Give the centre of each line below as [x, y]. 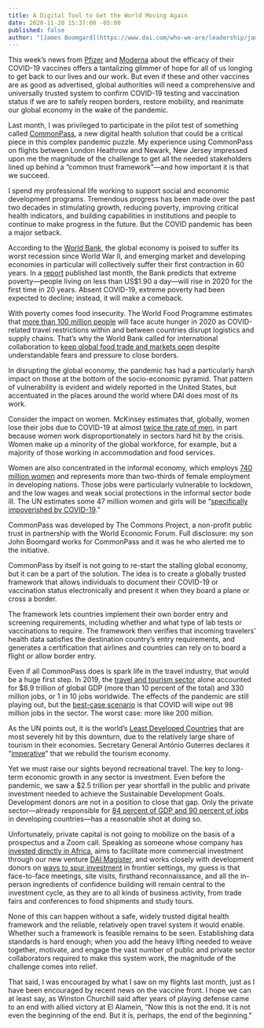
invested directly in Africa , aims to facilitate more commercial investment [126, 851]
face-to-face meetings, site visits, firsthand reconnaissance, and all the [123, 876]
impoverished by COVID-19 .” [54, 510]
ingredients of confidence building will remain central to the [129, 885]
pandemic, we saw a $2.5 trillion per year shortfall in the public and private [129, 785]
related [20, 330]
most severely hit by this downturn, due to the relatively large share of [121, 737]
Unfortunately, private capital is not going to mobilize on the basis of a [122, 834]
